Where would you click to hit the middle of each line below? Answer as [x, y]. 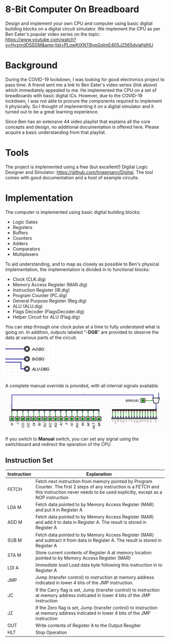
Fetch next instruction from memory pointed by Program [94, 481]
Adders [20, 243]
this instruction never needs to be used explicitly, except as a [99, 492]
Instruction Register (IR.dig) [41, 290]
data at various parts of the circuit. [41, 337]
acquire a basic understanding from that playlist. [56, 132]
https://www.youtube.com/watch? [41, 40]
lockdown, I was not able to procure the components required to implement [84, 101]
